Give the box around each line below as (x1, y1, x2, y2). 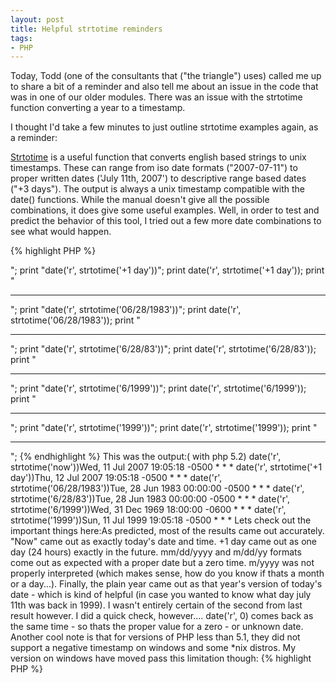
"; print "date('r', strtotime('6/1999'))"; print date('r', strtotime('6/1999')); (10, 382, 307, 395)
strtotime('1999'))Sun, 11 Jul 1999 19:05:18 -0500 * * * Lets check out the (10, 514, 312, 526)
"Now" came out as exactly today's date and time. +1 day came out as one (10, 536, 317, 548)
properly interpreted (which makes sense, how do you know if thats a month (10, 567, 325, 580)
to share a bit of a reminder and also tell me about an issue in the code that (10, 81, 319, 93)
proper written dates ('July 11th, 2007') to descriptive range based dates (10, 172, 307, 185)
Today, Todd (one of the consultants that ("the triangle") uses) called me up (10, 70, 322, 82)
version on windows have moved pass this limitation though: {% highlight (10, 652, 312, 665)
